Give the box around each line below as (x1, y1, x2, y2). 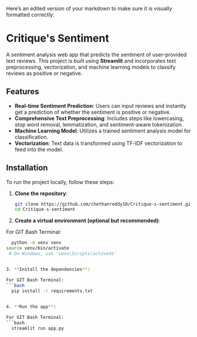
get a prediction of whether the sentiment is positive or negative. (14, 108, 171, 115)
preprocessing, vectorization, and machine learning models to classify (6, 63, 176, 70)
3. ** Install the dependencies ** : (6, 266, 91, 272)
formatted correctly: (6, 11, 55, 18)
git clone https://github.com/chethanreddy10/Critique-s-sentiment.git (14, 201, 193, 207)
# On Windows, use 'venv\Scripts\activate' (8, 251, 117, 257)
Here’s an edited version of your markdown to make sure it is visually (6, 5, 172, 12)
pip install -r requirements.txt (11, 288, 93, 294)
